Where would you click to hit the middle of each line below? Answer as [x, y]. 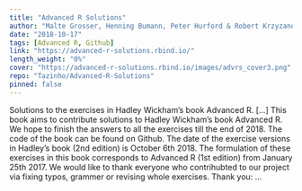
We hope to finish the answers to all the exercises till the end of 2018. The [146, 129]
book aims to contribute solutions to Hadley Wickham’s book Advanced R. [146, 119]
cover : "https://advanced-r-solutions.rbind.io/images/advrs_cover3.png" [151, 68]
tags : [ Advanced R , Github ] [62, 43]
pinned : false [36, 84]
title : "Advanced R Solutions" [68, 17]
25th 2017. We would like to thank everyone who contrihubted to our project [150, 167]
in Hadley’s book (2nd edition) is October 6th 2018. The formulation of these [150, 148]
